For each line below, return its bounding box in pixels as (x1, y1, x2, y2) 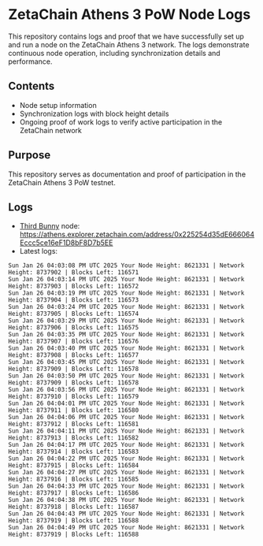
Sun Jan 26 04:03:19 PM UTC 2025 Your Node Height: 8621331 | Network (8, 289, 245, 297)
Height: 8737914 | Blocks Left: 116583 (8, 448, 139, 456)
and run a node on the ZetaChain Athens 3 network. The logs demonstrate (8, 39, 250, 49)
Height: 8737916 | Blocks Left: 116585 (8, 475, 139, 484)
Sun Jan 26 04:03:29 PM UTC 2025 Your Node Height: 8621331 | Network (8, 317, 245, 325)
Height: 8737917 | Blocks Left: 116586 (8, 489, 139, 497)
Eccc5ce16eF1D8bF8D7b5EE (19, 238, 113, 247)
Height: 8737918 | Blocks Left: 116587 (8, 503, 139, 511)
